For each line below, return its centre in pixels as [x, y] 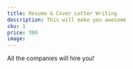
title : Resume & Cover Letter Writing [62, 13]
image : [16, 39]
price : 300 [23, 32]
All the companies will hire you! [51, 58]
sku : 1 [16, 26]
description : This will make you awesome [67, 20]
